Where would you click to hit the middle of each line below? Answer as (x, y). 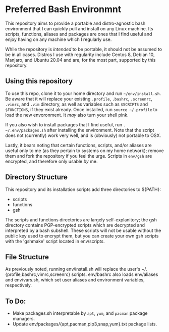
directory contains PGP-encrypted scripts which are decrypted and (75, 225)
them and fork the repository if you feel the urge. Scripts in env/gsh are (79, 156)
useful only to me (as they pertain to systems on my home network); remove (84, 151)
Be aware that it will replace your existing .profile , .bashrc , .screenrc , (79, 99)
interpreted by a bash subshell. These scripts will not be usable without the (83, 230)
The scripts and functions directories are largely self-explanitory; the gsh (81, 220)
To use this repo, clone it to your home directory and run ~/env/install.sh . (83, 93)
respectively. (18, 285)
